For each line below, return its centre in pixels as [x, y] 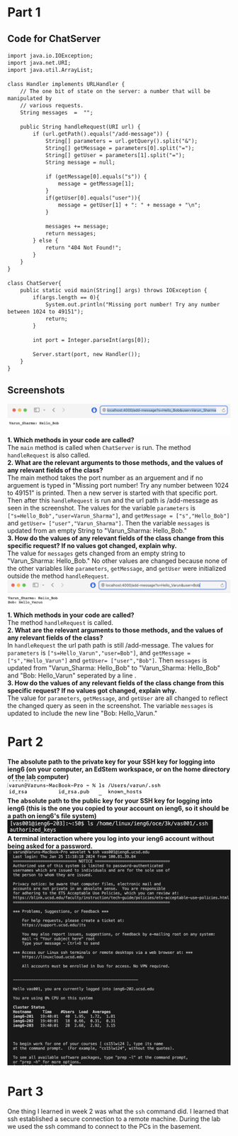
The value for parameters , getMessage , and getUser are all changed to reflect [118, 698]
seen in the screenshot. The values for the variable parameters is [102, 508]
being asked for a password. [50, 846]
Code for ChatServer [54, 39]
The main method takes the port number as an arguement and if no [105, 478]
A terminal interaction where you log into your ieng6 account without [111, 839]
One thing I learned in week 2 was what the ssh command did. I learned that [118, 1111]
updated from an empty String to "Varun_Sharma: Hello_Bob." [97, 530]
